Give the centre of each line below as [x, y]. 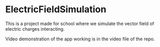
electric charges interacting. [35, 29]
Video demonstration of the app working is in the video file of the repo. [80, 39]
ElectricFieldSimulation [56, 9]
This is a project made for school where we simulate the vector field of [80, 24]
